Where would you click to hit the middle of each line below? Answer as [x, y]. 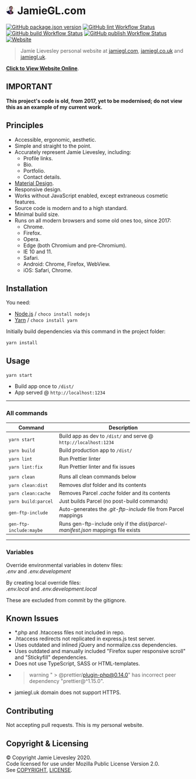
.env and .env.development [38, 571]
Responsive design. [38, 189]
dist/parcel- [153, 524]
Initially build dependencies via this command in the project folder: [86, 331]
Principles [25, 126]
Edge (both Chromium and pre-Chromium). [75, 245]
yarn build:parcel [31, 502]
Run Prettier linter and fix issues [97, 466]
